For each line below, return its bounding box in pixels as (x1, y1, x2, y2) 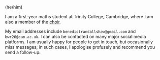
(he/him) (5, 4, 23, 10)
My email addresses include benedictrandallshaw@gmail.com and (5, 29, 136, 34)
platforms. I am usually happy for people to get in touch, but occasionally (5, 39, 153, 45)
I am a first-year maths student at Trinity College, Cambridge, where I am (5, 14, 154, 19)
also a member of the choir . (5, 19, 61, 25)
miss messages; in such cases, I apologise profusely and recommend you (5, 44, 155, 50)
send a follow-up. (5, 49, 41, 55)
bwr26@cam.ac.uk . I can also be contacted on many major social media (5, 34, 146, 39)
